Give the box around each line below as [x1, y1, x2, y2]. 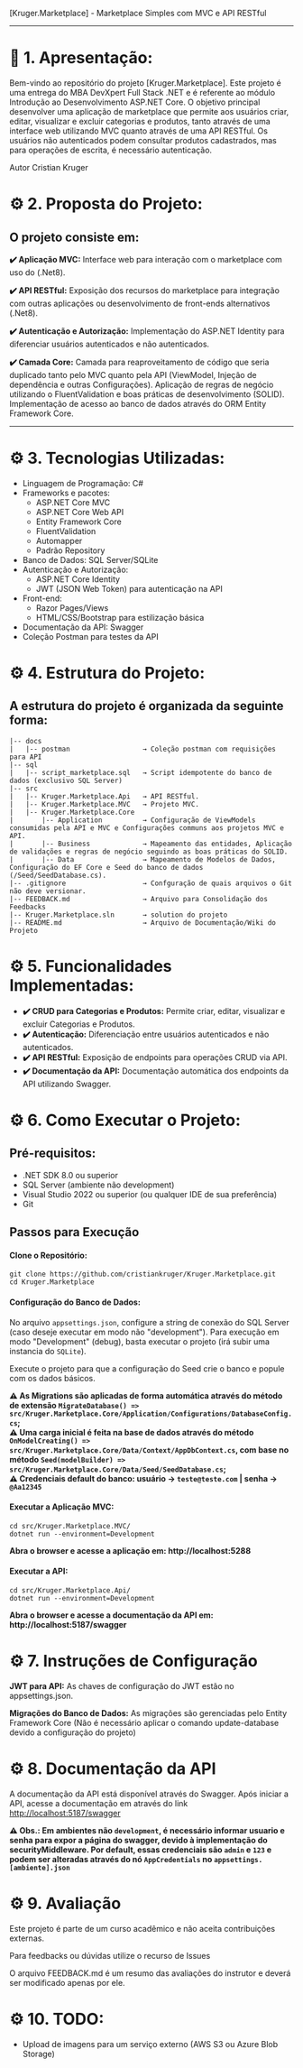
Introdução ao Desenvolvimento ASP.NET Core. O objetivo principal [9, 97, 261, 107]
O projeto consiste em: [9, 229, 140, 245]
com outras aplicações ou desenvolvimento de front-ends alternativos [9, 298, 271, 309]
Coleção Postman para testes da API [22, 631, 160, 642]
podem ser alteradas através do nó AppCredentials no [9, 1853, 213, 1864]
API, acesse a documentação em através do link [9, 1797, 188, 1808]
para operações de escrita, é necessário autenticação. [9, 144, 213, 155]
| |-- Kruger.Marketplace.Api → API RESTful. [9, 791, 200, 801]
